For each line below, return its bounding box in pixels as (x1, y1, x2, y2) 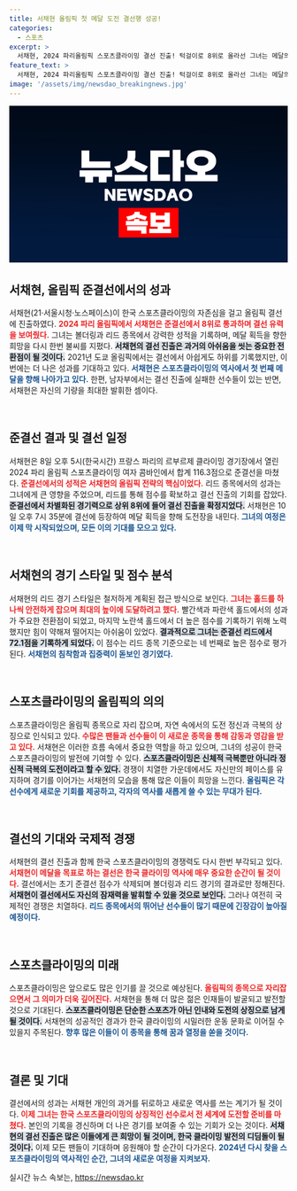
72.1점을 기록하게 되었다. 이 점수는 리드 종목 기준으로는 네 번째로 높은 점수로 (9, 637, 271, 648)
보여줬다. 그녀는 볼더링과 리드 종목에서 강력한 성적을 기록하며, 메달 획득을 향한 (18, 330, 287, 340)
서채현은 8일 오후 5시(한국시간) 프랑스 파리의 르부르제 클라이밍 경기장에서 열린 (9, 455, 279, 466)
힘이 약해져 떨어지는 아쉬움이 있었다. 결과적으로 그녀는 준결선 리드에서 (32, 626, 272, 637)
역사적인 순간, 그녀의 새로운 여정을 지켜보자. (60, 1153, 210, 1164)
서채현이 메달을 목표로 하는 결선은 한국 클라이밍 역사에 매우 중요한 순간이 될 (9, 868, 265, 878)
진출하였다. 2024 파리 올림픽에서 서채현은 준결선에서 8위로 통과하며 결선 (18, 319, 268, 330)
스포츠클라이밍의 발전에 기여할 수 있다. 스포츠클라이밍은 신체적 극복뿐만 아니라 (9, 752, 278, 763)
